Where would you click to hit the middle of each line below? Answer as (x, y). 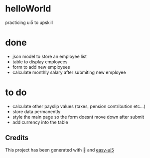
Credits (17, 138)
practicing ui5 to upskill (29, 22)
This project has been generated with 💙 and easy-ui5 (60, 150)
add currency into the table (40, 122)
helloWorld (28, 9)
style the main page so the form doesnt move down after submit (78, 117)
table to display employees (40, 62)
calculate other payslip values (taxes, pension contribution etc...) (79, 106)
